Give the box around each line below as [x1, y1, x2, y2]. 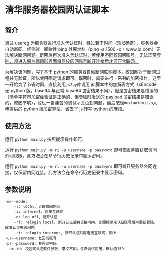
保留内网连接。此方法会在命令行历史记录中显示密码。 [18, 169, 126, 175]
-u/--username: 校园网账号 [5, 236, 57, 241]
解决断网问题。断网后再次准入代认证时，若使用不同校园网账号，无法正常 [9, 52, 157, 58]
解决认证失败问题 [5, 225, 35, 230]
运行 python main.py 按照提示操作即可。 [5, 136, 86, 142]
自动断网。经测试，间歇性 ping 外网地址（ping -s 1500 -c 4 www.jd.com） [5, 46, 157, 52]
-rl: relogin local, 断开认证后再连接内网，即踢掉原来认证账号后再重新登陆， [14, 220, 158, 225]
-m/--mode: [5, 199, 28, 204]
